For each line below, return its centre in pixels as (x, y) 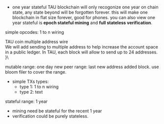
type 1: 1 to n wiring (39, 87)
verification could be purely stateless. (50, 116)
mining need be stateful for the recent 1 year (57, 111)
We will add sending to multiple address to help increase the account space (82, 47)
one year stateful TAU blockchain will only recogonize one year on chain (85, 7)
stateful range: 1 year (27, 101)
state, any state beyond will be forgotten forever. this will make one (80, 12)
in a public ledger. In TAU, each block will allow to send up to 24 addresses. (82, 52)
